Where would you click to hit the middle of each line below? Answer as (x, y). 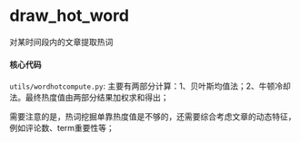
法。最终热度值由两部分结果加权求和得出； (89, 98)
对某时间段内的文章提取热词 (61, 42)
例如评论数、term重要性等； (62, 128)
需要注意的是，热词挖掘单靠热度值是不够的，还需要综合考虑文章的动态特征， (153, 117)
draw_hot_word (70, 16)
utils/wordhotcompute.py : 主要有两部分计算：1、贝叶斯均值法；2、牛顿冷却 (150, 86)
